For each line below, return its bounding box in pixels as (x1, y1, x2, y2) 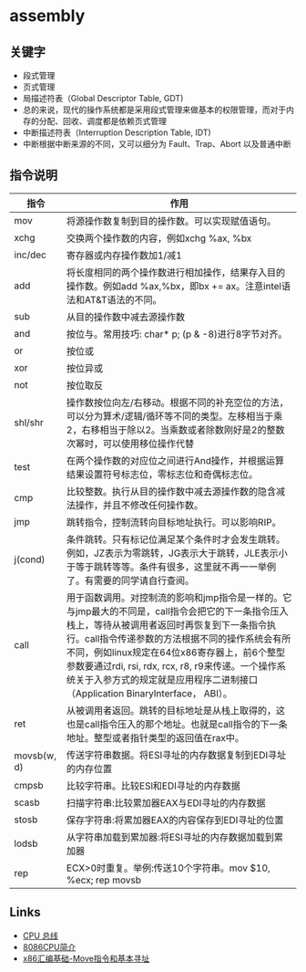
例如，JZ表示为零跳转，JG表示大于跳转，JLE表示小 (66, 547, 289, 559)
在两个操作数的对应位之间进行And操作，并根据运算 (66, 454, 285, 466)
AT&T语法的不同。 (85, 293, 162, 306)
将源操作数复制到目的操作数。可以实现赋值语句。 (66, 214, 277, 227)
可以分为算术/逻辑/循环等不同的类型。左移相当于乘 (66, 410, 283, 423)
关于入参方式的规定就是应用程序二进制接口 (76, 673, 259, 685)
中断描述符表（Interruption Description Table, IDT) (22, 127, 211, 138)
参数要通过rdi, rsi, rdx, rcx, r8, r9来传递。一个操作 (66, 659, 278, 672)
